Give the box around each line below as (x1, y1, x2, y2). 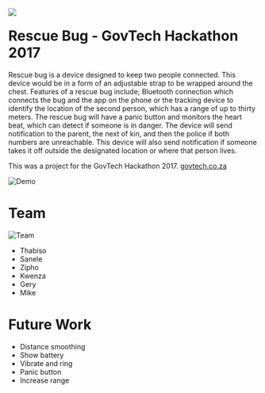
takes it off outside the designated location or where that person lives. (8, 146, 237, 155)
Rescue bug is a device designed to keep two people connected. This (8, 70, 236, 79)
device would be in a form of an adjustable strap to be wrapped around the (8, 78, 254, 88)
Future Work (8, 316, 92, 334)
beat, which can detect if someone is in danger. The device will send (8, 120, 232, 130)
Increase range (19, 376, 70, 385)
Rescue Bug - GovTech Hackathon (8, 27, 239, 45)
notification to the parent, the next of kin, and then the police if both (8, 128, 230, 138)
